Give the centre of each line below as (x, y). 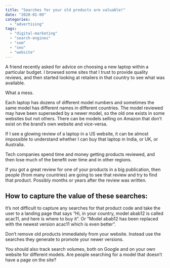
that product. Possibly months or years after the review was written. (76, 180)
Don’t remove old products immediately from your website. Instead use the (83, 234)
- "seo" (18, 48)
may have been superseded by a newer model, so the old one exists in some (85, 113)
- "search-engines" (30, 38)
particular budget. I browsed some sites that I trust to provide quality (77, 72)
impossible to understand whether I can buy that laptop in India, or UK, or (82, 139)
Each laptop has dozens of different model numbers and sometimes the (80, 102)
